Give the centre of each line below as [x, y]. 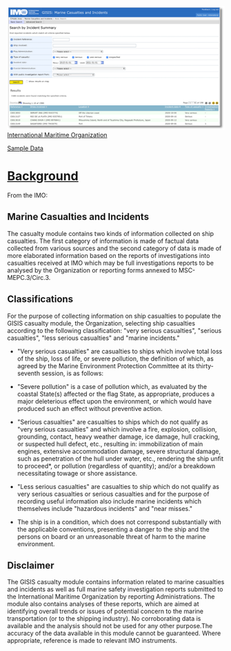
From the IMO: [28, 195]
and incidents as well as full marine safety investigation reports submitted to [115, 590]
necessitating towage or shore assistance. [77, 473]
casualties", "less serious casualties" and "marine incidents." [93, 338]
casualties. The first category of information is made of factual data [103, 241]
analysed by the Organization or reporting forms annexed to [92, 270]
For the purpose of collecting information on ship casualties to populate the [114, 316]
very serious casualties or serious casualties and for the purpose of [113, 494]
